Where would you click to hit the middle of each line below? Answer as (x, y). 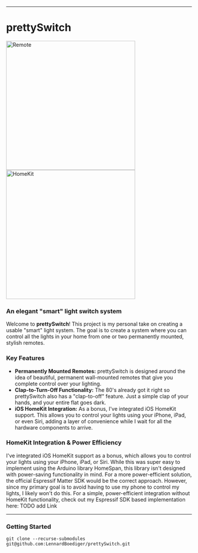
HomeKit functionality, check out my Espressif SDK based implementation (96, 499)
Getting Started (29, 526)
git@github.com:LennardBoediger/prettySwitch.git (68, 544)
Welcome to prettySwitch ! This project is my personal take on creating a (94, 324)
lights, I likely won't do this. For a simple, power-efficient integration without (98, 493)
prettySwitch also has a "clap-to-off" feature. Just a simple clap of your (101, 396)
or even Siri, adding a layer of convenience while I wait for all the (93, 421)
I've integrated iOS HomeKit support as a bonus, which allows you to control (99, 456)
